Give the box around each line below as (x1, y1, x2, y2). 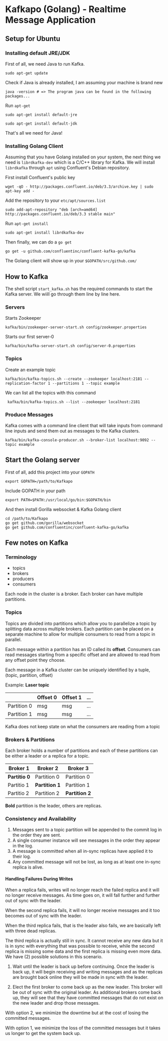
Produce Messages (5, 411, 54, 418)
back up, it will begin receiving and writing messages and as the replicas (12, 969, 163, 975)
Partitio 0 (8, 773, 31, 780)
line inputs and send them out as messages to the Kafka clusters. (5, 428, 140, 434)
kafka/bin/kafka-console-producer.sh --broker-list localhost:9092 (5, 437, 149, 442)
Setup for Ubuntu (5, 34, 61, 43)
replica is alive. (12, 864, 44, 871)
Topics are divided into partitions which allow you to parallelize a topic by (5, 620, 156, 626)
